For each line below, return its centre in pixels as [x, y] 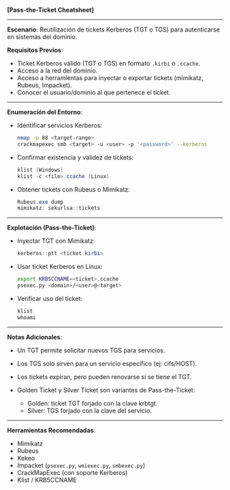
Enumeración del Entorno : [45, 112]
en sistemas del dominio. [42, 37]
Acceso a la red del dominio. [57, 70]
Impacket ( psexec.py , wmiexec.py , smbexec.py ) [81, 465]
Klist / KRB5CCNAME [47, 480]
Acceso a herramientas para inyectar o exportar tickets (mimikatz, [110, 78]
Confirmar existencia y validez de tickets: [75, 157]
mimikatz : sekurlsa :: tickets [59, 208]
